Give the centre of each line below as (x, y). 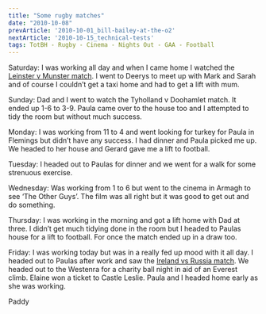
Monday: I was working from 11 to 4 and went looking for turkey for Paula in (131, 132)
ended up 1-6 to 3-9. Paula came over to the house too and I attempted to (129, 109)
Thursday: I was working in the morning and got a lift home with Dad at (124, 220)
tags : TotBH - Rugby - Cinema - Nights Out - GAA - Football (112, 45)
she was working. (37, 286)
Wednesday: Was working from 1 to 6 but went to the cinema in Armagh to (130, 188)
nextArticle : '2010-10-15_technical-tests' (81, 38)
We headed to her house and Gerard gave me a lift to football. (109, 149)
